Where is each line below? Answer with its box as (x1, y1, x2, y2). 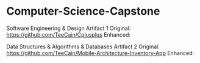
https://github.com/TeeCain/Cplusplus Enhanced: (6, 31, 131, 38)
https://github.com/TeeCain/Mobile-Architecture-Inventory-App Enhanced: (6, 49, 195, 56)
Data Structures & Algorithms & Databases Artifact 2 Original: (6, 43, 160, 50)
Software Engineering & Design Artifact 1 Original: (6, 24, 131, 32)
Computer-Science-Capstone (6, 4, 160, 18)
